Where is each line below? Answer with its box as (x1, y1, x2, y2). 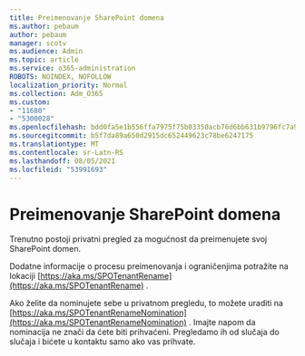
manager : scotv (9, 38, 67, 48)
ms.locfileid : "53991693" (9, 165, 107, 174)
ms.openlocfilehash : (9, 123, 88, 132)
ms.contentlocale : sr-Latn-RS (9, 148, 124, 157)
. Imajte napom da (189, 317, 256, 328)
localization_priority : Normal (9, 81, 128, 90)
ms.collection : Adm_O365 (9, 89, 103, 98)
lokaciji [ (9, 271, 41, 282)
